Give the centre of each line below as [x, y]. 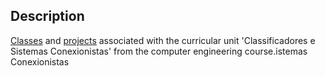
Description [47, 16]
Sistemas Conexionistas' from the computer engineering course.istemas [159, 51]
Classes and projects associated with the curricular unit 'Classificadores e [163, 40]
